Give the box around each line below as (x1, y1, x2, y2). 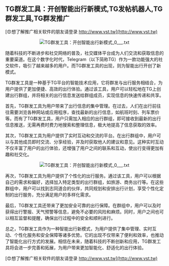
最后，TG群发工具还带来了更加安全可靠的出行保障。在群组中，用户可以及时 (5, 202, 161, 208)
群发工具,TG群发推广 (5, 14, 70, 23)
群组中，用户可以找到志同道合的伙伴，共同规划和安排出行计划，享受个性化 (5, 185, 159, 191)
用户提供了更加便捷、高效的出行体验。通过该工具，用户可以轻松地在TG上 (5, 86, 157, 92)
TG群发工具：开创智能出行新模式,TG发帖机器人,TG (5, 5, 163, 14)
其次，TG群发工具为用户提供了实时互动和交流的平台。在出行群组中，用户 (5, 132, 157, 139)
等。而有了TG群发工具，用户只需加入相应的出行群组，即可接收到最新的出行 (5, 115, 161, 121)
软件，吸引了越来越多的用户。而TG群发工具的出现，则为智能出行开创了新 (9, 62, 161, 69)
